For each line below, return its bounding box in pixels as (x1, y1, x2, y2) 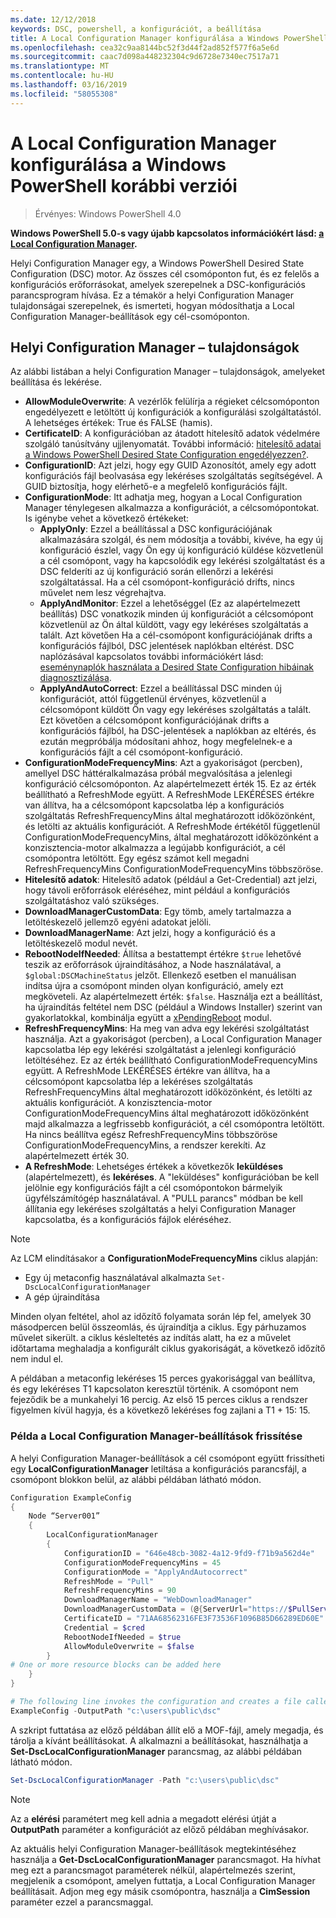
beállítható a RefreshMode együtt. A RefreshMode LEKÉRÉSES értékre (24, 789, 315, 801)
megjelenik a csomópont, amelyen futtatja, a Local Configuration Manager (10, 1874, 316, 1886)
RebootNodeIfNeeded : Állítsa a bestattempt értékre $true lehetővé (24, 948, 302, 960)
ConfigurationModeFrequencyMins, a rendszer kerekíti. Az (24, 1139, 267, 1151)
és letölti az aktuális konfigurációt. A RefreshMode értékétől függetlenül (24, 821, 321, 833)
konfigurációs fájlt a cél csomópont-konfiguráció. (39, 746, 243, 758)
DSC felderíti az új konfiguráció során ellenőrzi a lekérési (39, 566, 274, 578)
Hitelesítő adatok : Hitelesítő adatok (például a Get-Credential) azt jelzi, (24, 874, 318, 886)
